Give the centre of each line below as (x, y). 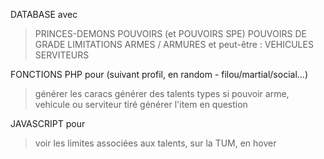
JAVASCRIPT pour (48, 123)
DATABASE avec (44, 14)
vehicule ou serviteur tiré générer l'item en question (141, 104)
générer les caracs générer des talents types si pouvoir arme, (162, 93)
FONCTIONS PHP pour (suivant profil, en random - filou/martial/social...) (159, 74)
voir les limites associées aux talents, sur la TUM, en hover (155, 143)
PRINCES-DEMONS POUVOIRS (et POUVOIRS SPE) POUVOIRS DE (170, 33)
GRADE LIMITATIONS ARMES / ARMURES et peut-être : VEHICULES (174, 44)
